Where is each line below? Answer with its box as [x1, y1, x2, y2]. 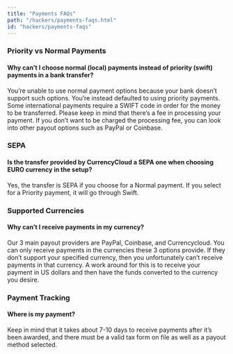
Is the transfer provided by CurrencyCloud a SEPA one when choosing [7, 158, 214, 167]
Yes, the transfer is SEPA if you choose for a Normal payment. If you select [7, 180, 221, 189]
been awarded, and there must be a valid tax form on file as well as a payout [7, 332, 226, 341]
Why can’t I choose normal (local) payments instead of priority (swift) [7, 63, 214, 72]
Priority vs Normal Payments [7, 46, 106, 56]
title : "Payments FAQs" [7, 10, 77, 17]
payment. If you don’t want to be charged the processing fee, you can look [7, 116, 221, 124]
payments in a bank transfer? [7, 70, 94, 79]
